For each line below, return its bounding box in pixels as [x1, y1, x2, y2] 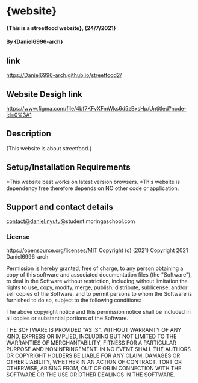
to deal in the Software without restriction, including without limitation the [6, 277, 188, 284]
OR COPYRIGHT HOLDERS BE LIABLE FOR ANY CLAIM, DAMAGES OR [6, 352, 181, 359]
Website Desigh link [6, 89, 82, 99]
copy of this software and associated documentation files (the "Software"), [6, 271, 193, 278]
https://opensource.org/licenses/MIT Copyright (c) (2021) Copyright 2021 [6, 247, 188, 254]
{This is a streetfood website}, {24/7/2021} [6, 24, 116, 31]
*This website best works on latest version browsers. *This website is [6, 178, 181, 185]
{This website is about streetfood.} [6, 144, 92, 152]
